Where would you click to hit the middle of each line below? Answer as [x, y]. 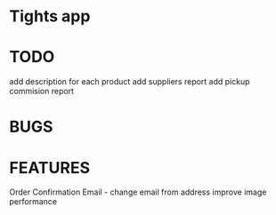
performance [33, 202]
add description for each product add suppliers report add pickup [130, 82]
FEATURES [50, 167]
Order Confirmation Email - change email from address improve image [138, 192]
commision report [41, 92]
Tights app [50, 16]
